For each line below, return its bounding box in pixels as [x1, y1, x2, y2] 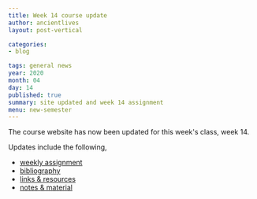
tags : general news [8, 62, 73, 70]
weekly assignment [19, 158, 83, 168]
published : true [8, 91, 61, 99]
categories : [8, 40, 47, 48]
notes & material [19, 182, 73, 193]
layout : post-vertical [8, 26, 83, 34]
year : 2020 [8, 69, 44, 77]
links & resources [19, 175, 76, 184]
